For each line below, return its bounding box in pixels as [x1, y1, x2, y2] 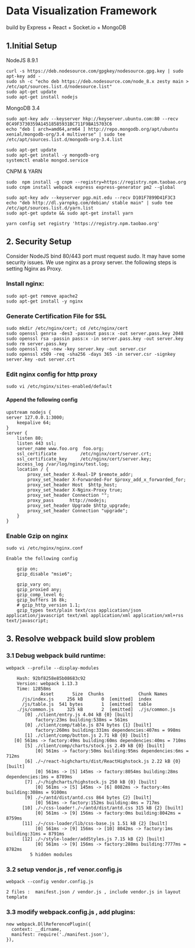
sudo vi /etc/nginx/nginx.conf [6, 545, 83, 551]
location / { [17, 466, 49, 472]
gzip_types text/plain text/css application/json [17, 607, 142, 613]
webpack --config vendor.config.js [6, 878, 94, 885]
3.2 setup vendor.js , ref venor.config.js [6, 865, 122, 873]
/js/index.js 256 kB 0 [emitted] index [21, 696, 152, 702]
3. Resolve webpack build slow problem [6, 634, 155, 644]
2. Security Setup [6, 237, 72, 247]
